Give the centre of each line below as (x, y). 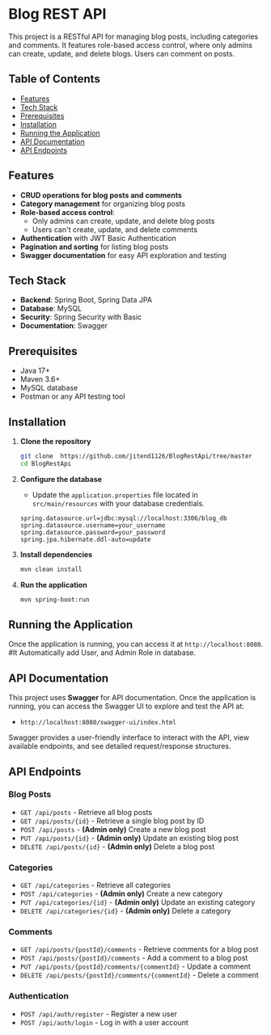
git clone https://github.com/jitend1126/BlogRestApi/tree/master (136, 456)
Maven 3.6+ (40, 379)
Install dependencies (56, 554)
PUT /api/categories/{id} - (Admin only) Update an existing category (138, 902)
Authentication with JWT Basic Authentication (98, 238)
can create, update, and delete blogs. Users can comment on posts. (122, 53)
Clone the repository (55, 441)
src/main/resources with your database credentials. (118, 503)
